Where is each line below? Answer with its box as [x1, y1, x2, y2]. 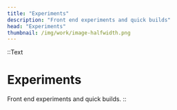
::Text [7, 48, 23, 56]
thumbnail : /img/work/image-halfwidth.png [7, 29, 131, 36]
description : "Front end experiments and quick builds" [7, 16, 171, 23]
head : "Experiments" [7, 23, 67, 30]
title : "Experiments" [7, 10, 70, 17]
